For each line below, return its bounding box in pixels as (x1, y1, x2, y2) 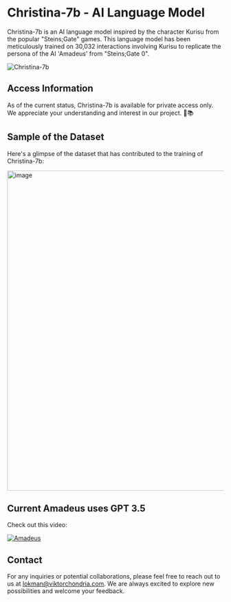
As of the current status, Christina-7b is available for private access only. (7, 101, 214, 109)
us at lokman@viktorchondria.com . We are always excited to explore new (7, 579, 214, 588)
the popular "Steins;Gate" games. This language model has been (7, 34, 191, 43)
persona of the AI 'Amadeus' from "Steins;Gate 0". (7, 49, 150, 58)
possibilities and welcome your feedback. (7, 587, 125, 595)
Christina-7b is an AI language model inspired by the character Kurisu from (7, 27, 219, 36)
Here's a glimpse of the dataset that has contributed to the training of (7, 149, 203, 157)
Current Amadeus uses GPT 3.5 (7, 502, 146, 514)
